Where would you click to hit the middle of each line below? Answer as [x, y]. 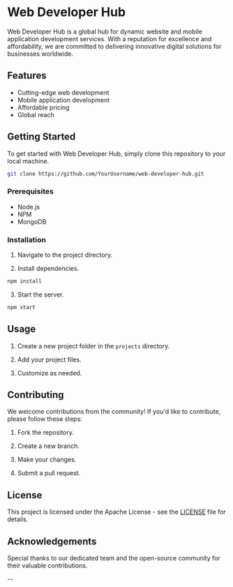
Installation [27, 239]
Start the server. [40, 295]
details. [18, 519]
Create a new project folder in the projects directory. [93, 345]
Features [27, 76]
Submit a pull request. [49, 473]
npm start [22, 307]
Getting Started [42, 137]
